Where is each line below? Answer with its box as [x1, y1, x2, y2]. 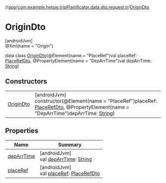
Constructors [5, 77, 47, 86]
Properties [5, 127, 39, 135]
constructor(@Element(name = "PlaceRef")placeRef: [34, 97, 157, 104]
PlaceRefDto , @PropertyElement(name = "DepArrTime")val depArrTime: [5, 58, 152, 64]
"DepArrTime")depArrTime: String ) [34, 110, 115, 116]
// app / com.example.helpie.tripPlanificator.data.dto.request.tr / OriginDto [5, 4, 150, 10]
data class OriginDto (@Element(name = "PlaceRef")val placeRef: [5, 52, 137, 58]
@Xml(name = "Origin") [5, 43, 53, 49]
